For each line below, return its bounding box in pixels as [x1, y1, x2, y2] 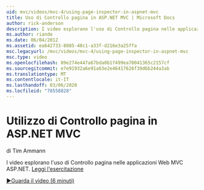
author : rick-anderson [6, 20, 64, 26]
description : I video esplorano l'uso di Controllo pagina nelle [6, 25, 175, 32]
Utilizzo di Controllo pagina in [6, 114, 158, 128]
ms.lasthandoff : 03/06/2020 [6, 83, 78, 89]
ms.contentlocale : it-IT [6, 76, 69, 83]
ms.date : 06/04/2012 [6, 37, 59, 43]
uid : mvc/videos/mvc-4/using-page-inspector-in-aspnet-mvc [6, 8, 159, 15]
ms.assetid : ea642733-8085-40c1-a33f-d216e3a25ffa [6, 43, 137, 49]
